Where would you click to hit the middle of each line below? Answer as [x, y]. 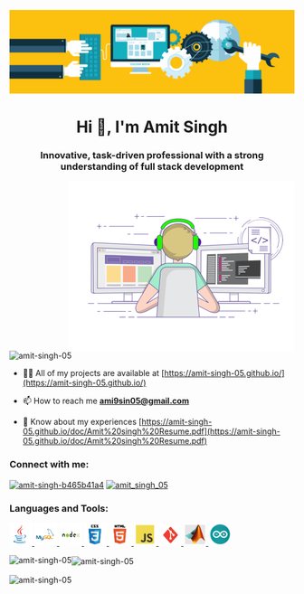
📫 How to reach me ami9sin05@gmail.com [106, 401]
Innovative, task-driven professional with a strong [152, 155]
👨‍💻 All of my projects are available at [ [93, 373]
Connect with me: [49, 465]
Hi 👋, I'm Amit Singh [152, 127]
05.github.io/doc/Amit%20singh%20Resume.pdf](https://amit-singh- [151, 431]
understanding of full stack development [152, 166]
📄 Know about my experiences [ [82, 422]
